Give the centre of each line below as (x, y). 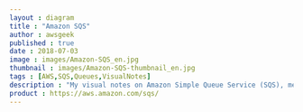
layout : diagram (42, 18)
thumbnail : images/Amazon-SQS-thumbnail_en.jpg (102, 69)
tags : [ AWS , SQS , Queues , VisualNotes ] (80, 77)
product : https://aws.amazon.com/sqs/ (84, 93)
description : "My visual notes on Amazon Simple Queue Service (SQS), (147, 85)
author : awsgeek (42, 34)
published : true (42, 43)
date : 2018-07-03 (44, 51)
